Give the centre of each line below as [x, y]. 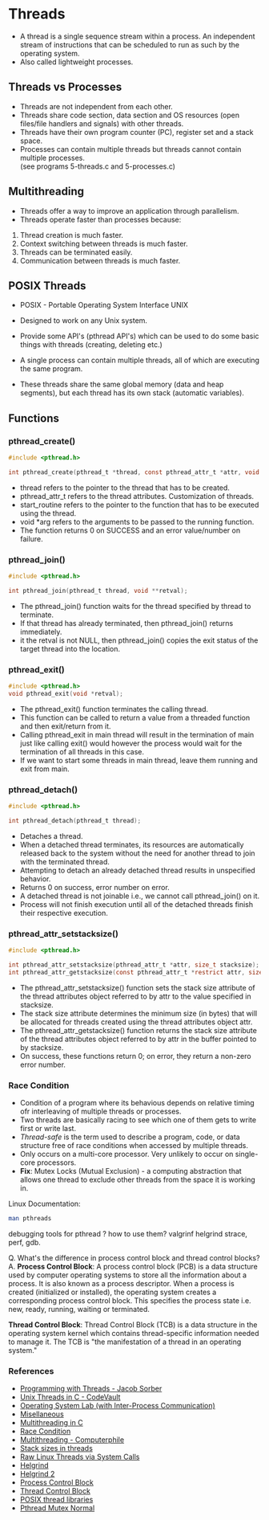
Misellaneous [42, 1414]
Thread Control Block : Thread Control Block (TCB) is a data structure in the [133, 1325]
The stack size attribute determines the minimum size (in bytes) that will [139, 1013]
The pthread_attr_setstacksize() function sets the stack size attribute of [137, 987]
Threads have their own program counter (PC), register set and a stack [137, 132]
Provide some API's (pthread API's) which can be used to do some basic [139, 336]
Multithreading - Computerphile [72, 1440]
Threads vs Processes [65, 87]
